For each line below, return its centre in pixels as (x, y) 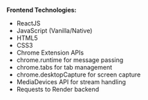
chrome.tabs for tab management (64, 67)
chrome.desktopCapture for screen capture (78, 74)
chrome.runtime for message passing (70, 60)
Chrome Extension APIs (50, 52)
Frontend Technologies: (41, 10)
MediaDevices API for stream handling (71, 82)
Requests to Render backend (58, 89)
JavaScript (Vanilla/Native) (54, 31)
